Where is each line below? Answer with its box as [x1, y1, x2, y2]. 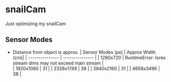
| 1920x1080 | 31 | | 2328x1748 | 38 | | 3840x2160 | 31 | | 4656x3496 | [12, 65, 160, 71]
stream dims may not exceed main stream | [12, 60, 104, 66]
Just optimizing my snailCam [5, 20, 66, 27]
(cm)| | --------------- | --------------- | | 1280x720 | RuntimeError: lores [12, 54, 166, 60]
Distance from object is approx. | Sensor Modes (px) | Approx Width [12, 49, 156, 55]
